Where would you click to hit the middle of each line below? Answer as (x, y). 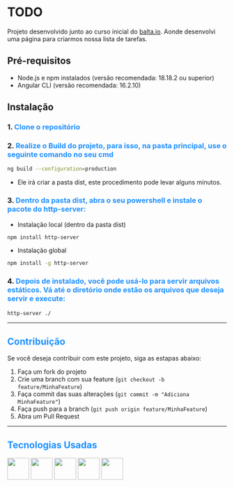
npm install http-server (43, 237)
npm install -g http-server (48, 263)
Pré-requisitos (39, 61)
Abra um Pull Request (48, 416)
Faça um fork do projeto (52, 372)
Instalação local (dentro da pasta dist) (72, 224)
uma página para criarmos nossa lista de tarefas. (77, 38)
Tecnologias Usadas (52, 445)
